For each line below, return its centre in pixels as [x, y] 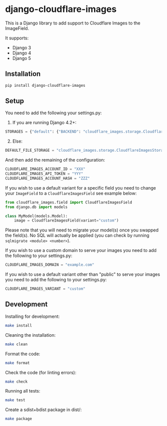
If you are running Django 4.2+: [44, 123]
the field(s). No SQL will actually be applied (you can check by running [77, 235]
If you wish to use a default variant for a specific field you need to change [81, 188]
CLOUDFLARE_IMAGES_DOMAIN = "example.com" [50, 265]
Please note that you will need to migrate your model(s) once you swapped [82, 230]
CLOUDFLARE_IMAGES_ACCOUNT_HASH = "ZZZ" [48, 178]
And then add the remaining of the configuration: [55, 160]
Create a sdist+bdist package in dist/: [43, 410]
